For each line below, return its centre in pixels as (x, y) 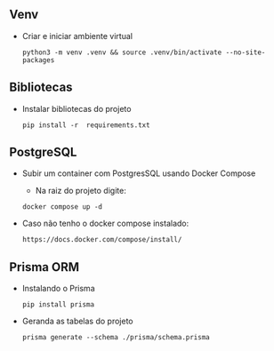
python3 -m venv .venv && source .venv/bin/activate (122, 52)
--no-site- (246, 52)
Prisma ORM (44, 267)
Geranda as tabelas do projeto (77, 321)
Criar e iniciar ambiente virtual (77, 36)
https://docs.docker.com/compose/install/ (102, 240)
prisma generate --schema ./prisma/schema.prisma (116, 338)
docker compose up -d (62, 207)
